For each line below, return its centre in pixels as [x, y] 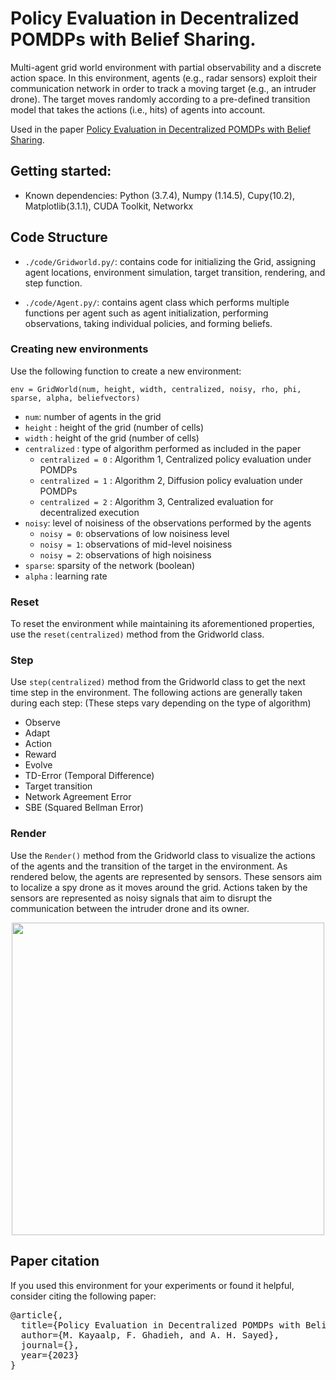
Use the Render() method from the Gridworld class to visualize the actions [163, 855]
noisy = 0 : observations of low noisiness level [134, 533]
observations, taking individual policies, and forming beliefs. [148, 323]
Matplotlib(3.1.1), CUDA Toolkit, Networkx [109, 206]
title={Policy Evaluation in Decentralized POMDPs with [160, 1325]
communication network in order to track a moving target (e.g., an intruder [163, 88]
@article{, [37, 1315]
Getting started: [61, 171]
